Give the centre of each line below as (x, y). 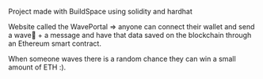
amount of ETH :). (37, 67)
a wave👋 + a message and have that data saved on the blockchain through (130, 35)
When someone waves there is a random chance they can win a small (122, 59)
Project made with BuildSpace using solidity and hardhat (100, 11)
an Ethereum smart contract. (55, 43)
